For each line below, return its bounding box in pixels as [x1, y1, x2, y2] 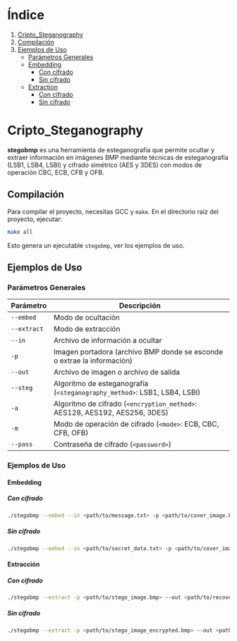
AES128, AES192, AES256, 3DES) [53, 408, 169, 418]
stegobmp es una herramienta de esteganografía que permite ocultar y [7, 145, 215, 154]
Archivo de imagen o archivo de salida [53, 367, 181, 377]
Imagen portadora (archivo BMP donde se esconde [53, 347, 224, 357]
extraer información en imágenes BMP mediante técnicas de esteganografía [7, 153, 229, 161]
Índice [7, 7, 44, 23]
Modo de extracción [53, 324, 121, 334]
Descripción [119, 301, 161, 311]
